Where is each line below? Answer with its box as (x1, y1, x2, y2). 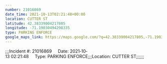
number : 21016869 (5, 7, 41, 12)
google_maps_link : (5, 35, 43, 40)
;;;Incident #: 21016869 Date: (5, 48, 69, 54)
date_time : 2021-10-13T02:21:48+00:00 (5, 12, 85, 17)
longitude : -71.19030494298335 (5, 26, 70, 31)
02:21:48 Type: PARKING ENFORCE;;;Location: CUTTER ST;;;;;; (10, 53, 144, 59)
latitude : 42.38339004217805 (5, 21, 66, 26)
